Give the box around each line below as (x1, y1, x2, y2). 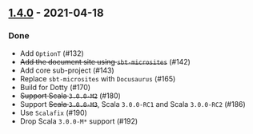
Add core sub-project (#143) (19, 65, 114, 75)
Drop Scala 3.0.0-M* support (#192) (19, 116, 139, 126)
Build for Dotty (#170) (19, 82, 90, 92)
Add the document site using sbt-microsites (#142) (19, 57, 191, 66)
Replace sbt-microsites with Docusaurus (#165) (19, 73, 176, 83)
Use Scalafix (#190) (19, 108, 88, 117)
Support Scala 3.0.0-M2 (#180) (19, 91, 122, 100)
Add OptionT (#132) (19, 48, 84, 58)
